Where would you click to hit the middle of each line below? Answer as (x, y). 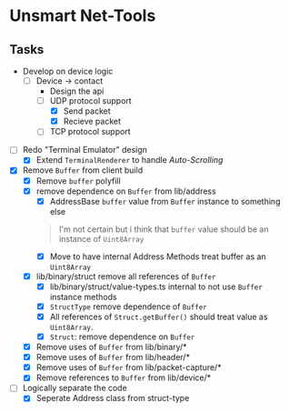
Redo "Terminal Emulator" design (85, 150)
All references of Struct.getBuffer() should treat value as (159, 317)
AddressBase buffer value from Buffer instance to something (165, 201)
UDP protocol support (90, 101)
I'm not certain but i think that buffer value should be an (164, 229)
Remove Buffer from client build (83, 170)
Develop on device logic (68, 71)
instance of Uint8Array (101, 238)
